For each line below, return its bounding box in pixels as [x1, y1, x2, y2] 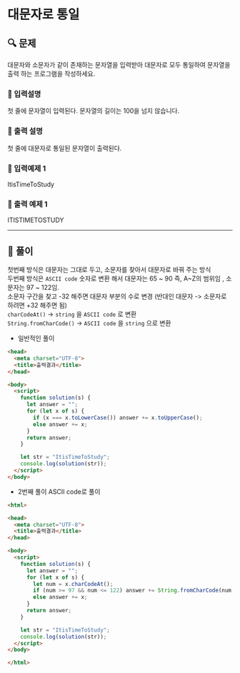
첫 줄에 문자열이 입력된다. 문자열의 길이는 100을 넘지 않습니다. [7, 106, 180, 115]
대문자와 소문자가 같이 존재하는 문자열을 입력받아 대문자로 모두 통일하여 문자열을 [7, 61, 231, 69]
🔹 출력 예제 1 [7, 199, 48, 209]
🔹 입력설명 [7, 88, 41, 98]
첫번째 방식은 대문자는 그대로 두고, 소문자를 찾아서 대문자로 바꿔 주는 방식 [7, 265, 211, 273]
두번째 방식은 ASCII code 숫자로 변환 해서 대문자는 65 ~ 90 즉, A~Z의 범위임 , [7, 274, 225, 283]
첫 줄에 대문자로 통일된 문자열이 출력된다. [7, 143, 122, 152]
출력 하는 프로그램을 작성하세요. [7, 69, 96, 78]
